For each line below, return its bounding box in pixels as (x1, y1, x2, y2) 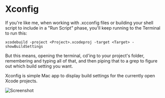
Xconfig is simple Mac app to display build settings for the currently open (5, 72, 155, 78)
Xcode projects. (5, 78, 38, 84)
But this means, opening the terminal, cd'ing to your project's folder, (5, 53, 145, 59)
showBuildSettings (5, 44, 43, 49)
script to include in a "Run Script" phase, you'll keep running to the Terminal (5, 25, 161, 31)
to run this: (5, 30, 27, 36)
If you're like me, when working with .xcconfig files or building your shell (5, 20, 154, 26)
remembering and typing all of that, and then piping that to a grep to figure (5, 58, 158, 64)
